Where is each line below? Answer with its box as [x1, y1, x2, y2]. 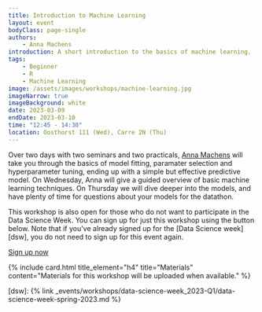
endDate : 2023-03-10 [8, 114, 76, 122]
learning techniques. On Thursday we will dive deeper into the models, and [8, 183, 252, 193]
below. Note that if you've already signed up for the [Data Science [8, 223, 222, 233]
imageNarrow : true [8, 92, 68, 100]
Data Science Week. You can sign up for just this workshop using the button [8, 215, 255, 225]
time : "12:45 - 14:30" [8, 121, 83, 129]
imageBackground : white [8, 99, 87, 107]
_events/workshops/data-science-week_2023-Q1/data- [54, 286, 236, 295]
